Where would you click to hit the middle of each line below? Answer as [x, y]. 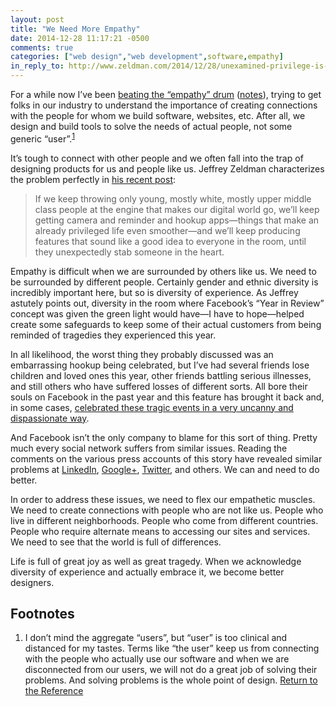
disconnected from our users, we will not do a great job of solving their [171, 670]
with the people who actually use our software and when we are [157, 659]
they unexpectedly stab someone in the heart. [129, 252]
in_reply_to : [37, 66]
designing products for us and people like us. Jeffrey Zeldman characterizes [167, 168]
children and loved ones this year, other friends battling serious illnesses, [161, 375]
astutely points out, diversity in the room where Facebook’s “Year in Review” [167, 303]
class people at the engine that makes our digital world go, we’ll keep [177, 209]
